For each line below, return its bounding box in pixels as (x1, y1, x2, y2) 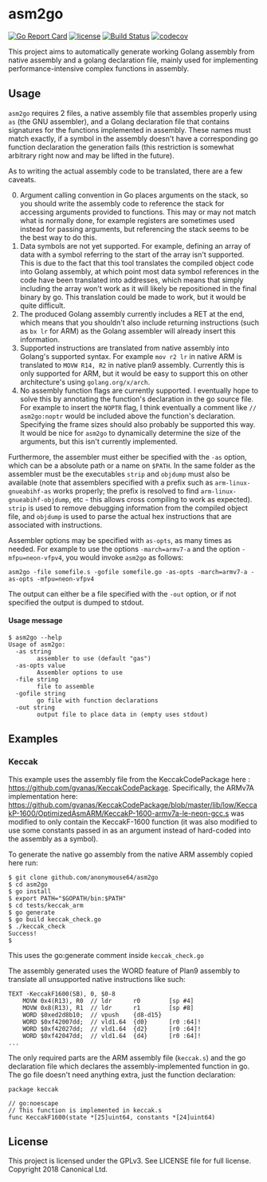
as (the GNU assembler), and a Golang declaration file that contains (8, 117, 230, 126)
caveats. (8, 174, 37, 184)
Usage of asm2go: (8, 641, 66, 649)
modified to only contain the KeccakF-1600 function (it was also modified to (8, 817, 257, 826)
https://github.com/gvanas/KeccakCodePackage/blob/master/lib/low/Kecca (8, 800, 257, 809)
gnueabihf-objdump (8, 496, 69, 504)
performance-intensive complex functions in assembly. (8, 63, 190, 73)
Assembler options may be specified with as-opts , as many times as (8, 535, 233, 545)
